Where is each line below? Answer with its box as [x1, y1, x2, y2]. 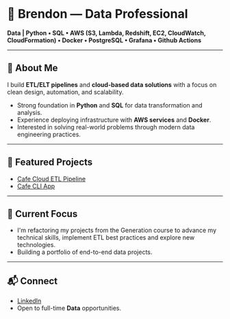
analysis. [16, 108, 42, 116]
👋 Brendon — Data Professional [7, 6, 188, 22]
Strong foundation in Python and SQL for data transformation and [16, 101, 203, 109]
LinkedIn [16, 297, 42, 305]
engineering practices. [16, 130, 81, 138]
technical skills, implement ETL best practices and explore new [16, 233, 195, 242]
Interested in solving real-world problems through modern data [16, 123, 195, 131]
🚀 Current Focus [7, 208, 78, 220]
